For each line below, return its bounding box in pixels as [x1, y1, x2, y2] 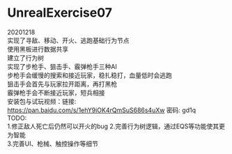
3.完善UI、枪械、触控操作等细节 [7, 139, 99, 148]
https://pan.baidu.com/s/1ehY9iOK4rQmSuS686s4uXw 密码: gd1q [7, 106, 196, 114]
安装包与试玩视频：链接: [7, 97, 77, 105]
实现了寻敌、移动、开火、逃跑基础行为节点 [7, 36, 130, 45]
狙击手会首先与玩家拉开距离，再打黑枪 [7, 79, 117, 88]
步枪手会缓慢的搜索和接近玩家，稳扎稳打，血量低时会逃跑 [7, 71, 172, 79]
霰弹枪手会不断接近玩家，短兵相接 [7, 88, 105, 97]
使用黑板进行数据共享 [7, 45, 68, 53]
